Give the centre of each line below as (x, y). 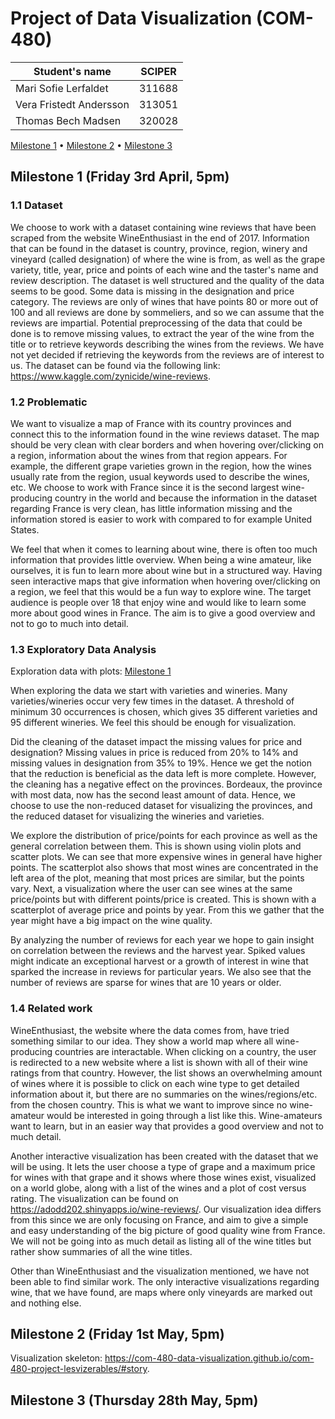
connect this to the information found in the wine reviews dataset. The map (165, 434)
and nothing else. (46, 1303)
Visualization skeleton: (56, 1358)
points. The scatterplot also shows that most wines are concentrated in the (164, 868)
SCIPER (158, 71)
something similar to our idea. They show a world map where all (142, 1041)
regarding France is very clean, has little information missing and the (151, 508)
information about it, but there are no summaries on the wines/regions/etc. (164, 1094)
